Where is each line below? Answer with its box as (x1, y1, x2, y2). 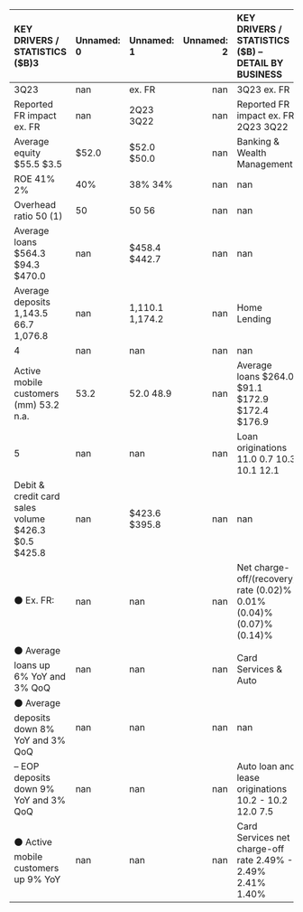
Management (236, 158, 293, 170)
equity (14, 146, 41, 159)
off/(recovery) (236, 573, 297, 585)
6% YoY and (14, 671, 66, 682)
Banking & (236, 136, 280, 147)
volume (14, 512, 45, 525)
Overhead (14, 199, 57, 211)
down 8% (14, 723, 56, 735)
